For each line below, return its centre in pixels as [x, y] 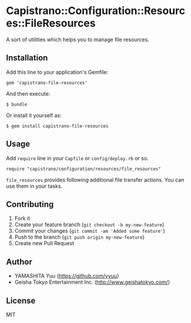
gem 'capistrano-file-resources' [47, 83]
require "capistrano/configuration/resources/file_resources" [83, 169]
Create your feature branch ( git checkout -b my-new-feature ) [89, 225]
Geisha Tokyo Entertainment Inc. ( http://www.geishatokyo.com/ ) [92, 282]
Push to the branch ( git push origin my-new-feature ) [79, 237]
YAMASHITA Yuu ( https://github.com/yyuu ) [66, 276]
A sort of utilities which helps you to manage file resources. [78, 39]
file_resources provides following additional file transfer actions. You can [95, 179]
